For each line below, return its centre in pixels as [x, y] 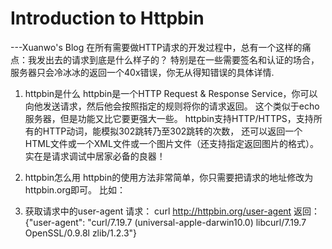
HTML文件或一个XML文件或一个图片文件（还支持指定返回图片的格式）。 [171, 143]
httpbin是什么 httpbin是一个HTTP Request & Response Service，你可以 [171, 93]
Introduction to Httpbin [107, 18]
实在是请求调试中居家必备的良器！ [95, 156]
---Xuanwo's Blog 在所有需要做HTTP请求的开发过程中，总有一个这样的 [156, 47]
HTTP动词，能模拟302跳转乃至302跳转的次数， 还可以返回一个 [172, 131]
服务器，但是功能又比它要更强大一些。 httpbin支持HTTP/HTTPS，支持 [169, 118]
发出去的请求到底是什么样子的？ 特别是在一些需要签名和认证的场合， [178, 59]
